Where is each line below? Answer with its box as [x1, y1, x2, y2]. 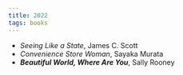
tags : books [8, 19, 48, 27]
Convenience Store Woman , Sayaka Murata [19, 49, 164, 58]
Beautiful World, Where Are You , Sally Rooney [19, 57, 175, 67]
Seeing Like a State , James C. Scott [19, 40, 138, 50]
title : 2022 [8, 11, 48, 20]
